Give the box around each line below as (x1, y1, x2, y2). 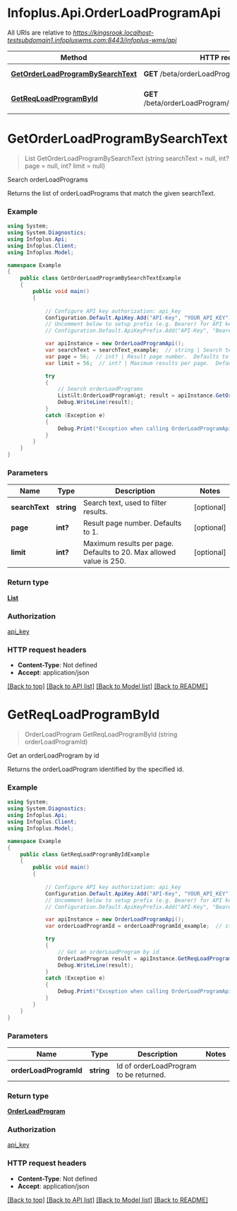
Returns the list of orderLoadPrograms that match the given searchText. (7, 189, 216, 197)
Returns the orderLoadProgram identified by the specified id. (7, 765, 185, 774)
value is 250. (83, 556, 127, 566)
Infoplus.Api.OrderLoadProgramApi (7, 5, 221, 21)
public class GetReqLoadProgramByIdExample (20, 851, 150, 858)
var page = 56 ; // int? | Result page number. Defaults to (44, 353, 229, 360)
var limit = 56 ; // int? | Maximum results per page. (44, 359, 210, 366)
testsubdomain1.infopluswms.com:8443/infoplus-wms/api (7, 35, 177, 44)
